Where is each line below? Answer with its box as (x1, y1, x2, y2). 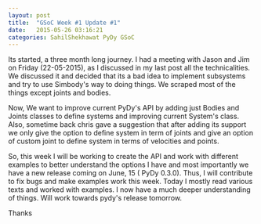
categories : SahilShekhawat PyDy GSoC (8, 33, 135, 42)
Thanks (8, 208, 33, 218)
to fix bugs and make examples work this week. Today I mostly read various (8, 177, 253, 186)
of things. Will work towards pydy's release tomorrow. (8, 193, 183, 203)
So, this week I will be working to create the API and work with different (8, 152, 239, 161)
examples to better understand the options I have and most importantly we (8, 160, 249, 169)
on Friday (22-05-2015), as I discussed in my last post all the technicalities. (8, 63, 251, 73)
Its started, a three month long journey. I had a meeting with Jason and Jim (8, 55, 250, 64)
